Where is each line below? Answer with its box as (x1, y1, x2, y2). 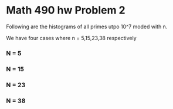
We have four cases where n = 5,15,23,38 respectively (6, 34, 137, 41)
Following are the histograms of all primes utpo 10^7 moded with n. (6, 23, 168, 30)
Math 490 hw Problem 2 (6, 4, 125, 17)
